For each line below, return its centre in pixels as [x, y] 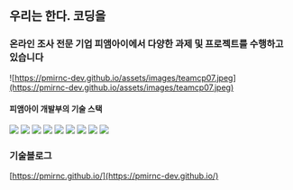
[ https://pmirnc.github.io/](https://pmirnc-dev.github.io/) [114, 176]
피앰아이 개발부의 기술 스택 [56, 109]
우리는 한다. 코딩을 [58, 16]
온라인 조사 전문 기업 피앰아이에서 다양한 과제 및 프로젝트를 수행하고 [146, 44]
